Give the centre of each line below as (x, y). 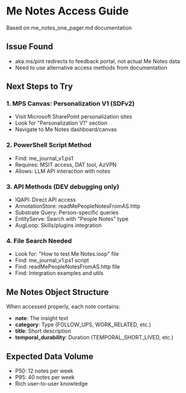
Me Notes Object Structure (58, 292)
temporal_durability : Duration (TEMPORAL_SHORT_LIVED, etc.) (94, 338)
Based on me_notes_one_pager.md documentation (69, 28)
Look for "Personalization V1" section (61, 123)
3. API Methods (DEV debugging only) (63, 187)
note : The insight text (42, 318)
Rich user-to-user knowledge (51, 383)
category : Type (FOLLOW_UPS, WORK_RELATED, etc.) (83, 325)
